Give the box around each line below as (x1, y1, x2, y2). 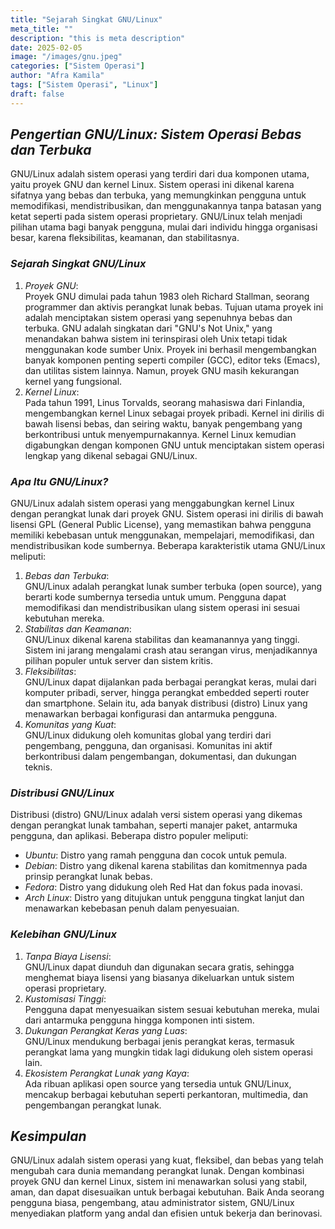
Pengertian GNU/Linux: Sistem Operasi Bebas (10, 126, 302, 143)
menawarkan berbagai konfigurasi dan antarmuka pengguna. (24, 708, 278, 720)
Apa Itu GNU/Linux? (10, 474, 109, 488)
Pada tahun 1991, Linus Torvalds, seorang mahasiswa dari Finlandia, (24, 396, 306, 408)
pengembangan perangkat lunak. (24, 1099, 162, 1111)
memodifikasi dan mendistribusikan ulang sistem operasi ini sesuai (24, 602, 300, 614)
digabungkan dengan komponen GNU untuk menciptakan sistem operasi (24, 439, 325, 451)
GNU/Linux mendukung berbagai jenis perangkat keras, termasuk (24, 1035, 295, 1047)
